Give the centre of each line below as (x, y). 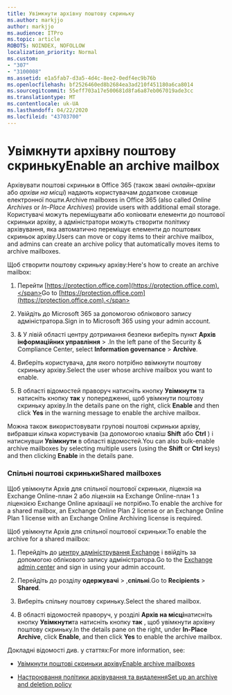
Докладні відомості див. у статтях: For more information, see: (96, 650)
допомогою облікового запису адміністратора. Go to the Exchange (115, 559)
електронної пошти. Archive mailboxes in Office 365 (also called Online (109, 200)
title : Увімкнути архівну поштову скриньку (71, 14)
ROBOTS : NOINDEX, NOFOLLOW (46, 46)
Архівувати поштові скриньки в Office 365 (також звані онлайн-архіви (111, 185)
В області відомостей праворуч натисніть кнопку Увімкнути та (111, 390)
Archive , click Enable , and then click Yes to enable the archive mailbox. (120, 636)
